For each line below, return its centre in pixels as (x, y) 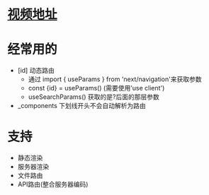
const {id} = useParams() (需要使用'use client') (96, 88)
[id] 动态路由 (36, 71)
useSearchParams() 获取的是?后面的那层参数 (94, 97)
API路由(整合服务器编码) (53, 184)
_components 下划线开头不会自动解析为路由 (82, 106)
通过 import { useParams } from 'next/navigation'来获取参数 (115, 79)
